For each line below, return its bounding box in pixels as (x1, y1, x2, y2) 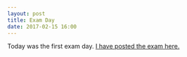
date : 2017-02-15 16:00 (7, 23, 77, 30)
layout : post (7, 10, 46, 17)
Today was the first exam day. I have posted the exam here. (7, 42, 180, 51)
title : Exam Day (7, 17, 55, 24)
